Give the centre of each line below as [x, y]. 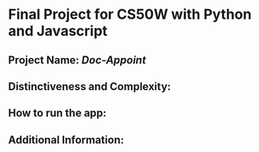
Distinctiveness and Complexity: [89, 87]
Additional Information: [66, 140]
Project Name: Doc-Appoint [77, 60]
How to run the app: [58, 113]
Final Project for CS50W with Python [130, 14]
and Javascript [58, 31]
